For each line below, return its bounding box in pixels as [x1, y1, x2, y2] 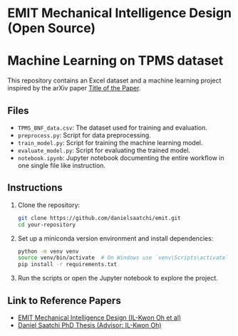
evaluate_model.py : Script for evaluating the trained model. [17, 146, 191, 154]
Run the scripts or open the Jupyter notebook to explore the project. [17, 274, 219, 283]
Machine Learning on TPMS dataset [7, 53, 224, 69]
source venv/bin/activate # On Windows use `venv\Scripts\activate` [17, 254, 229, 261]
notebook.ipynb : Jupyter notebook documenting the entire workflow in [17, 153, 224, 162]
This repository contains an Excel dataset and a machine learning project [7, 76, 222, 85]
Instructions [7, 182, 63, 194]
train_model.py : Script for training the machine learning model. [17, 138, 203, 147]
